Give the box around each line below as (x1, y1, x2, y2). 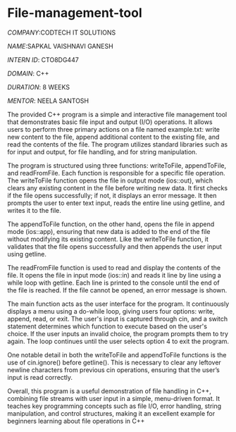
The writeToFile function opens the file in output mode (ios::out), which (7, 176, 213, 185)
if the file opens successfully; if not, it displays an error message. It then (7, 191, 217, 199)
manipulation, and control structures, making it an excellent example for (7, 409, 216, 417)
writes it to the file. (7, 206, 61, 214)
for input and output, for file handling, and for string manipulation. (7, 147, 197, 156)
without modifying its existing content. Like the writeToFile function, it (7, 235, 209, 243)
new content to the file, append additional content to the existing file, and (7, 132, 220, 141)
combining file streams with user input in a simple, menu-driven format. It (7, 394, 221, 402)
